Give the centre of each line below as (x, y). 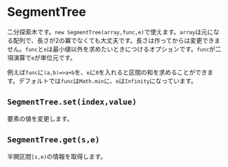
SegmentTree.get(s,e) (53, 140)
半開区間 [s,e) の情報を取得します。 (57, 156)
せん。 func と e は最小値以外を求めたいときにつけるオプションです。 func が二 (114, 49)
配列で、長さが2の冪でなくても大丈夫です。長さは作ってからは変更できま (116, 40)
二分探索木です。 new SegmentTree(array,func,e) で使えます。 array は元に (110, 32)
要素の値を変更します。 (40, 118)
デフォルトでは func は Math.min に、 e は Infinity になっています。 (108, 80)
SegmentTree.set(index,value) (72, 102)
